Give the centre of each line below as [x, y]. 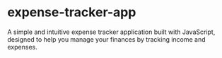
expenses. [22, 47]
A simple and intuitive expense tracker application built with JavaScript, [111, 32]
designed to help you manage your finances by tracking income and [107, 39]
